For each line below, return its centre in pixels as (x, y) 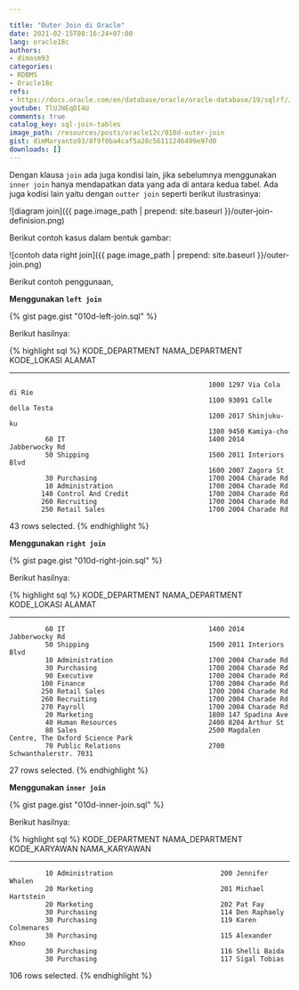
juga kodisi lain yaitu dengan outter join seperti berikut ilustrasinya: (135, 193)
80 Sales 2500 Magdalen (153, 730)
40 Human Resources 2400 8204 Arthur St (165, 722)
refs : (19, 91)
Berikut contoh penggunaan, (61, 281)
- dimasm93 (29, 59)
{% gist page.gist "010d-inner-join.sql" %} (87, 804)
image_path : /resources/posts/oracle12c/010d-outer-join (117, 133)
